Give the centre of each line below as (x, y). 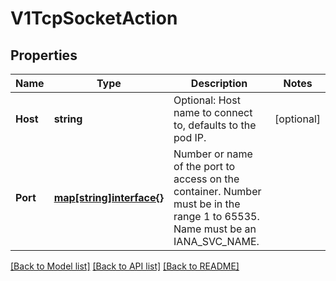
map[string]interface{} (109, 197)
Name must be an (215, 229)
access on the (206, 179)
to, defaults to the (215, 125)
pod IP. (190, 137)
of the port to (204, 166)
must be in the (207, 204)
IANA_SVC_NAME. (216, 241)
